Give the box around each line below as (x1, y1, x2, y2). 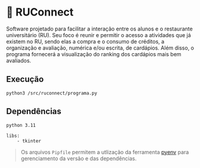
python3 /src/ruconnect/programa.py (6, 90, 97, 96)
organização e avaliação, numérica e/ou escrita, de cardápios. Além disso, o (6, 44, 195, 51)
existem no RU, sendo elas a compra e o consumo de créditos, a (6, 38, 165, 45)
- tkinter (17, 138, 42, 144)
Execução (6, 74, 44, 84)
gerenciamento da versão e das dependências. (20, 155, 137, 162)
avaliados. (6, 57, 32, 64)
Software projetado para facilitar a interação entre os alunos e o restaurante (6, 25, 193, 32)
